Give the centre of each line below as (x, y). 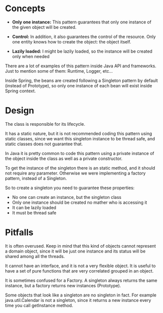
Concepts (25, 9)
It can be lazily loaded (34, 207)
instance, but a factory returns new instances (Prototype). (63, 285)
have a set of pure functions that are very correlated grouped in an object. (79, 271)
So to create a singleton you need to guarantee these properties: (70, 188)
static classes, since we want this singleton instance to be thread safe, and (80, 138)
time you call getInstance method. (39, 305)
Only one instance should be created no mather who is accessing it (80, 202)
